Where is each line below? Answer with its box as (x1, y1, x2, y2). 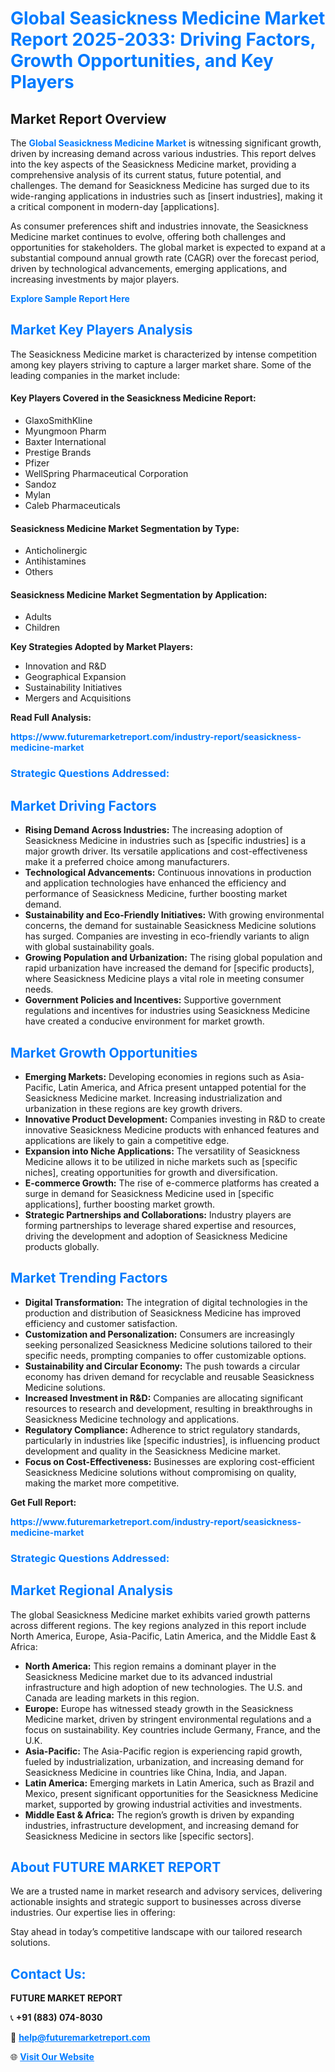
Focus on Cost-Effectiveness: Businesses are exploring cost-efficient (24, 1455, 315, 1467)
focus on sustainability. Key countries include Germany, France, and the (24, 1723, 322, 1736)
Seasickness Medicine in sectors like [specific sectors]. (24, 1830, 255, 1842)
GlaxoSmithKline (24, 415, 93, 427)
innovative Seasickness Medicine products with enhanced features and (24, 1123, 320, 1136)
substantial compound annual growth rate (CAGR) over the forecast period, (10, 252, 320, 264)
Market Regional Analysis (10, 1582, 174, 1599)
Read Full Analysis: (10, 712, 92, 724)
